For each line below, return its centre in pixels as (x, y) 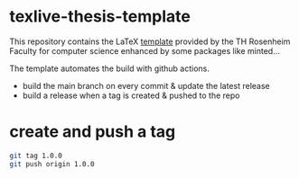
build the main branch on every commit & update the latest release (146, 85)
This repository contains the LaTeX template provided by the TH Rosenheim (150, 41)
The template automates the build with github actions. (109, 68)
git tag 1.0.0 (36, 156)
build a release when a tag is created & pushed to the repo (131, 95)
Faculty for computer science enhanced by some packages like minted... (145, 50)
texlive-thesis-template (100, 17)
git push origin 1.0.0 (52, 164)
